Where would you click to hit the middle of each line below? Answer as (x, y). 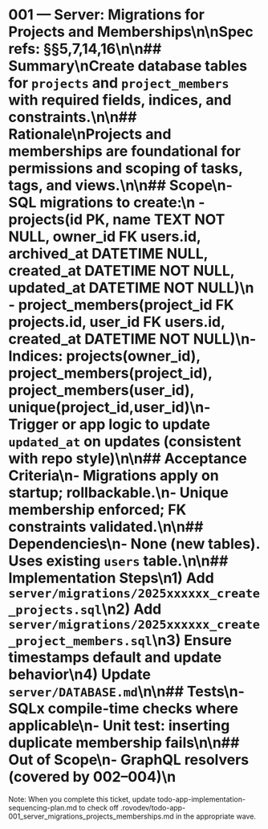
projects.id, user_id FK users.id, (117, 322)
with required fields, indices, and (120, 100)
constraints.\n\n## (73, 117)
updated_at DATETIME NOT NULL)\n (131, 288)
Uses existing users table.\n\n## (118, 561)
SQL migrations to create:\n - (107, 203)
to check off (99, 807)
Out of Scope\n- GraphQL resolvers (129, 760)
